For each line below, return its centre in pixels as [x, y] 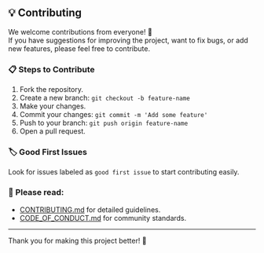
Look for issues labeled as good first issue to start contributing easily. [124, 172]
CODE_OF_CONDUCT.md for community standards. [103, 218]
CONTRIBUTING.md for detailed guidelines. [90, 209]
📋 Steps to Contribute [52, 69]
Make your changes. [53, 106]
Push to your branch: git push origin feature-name [104, 123]
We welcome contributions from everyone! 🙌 [81, 31]
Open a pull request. [53, 131]
